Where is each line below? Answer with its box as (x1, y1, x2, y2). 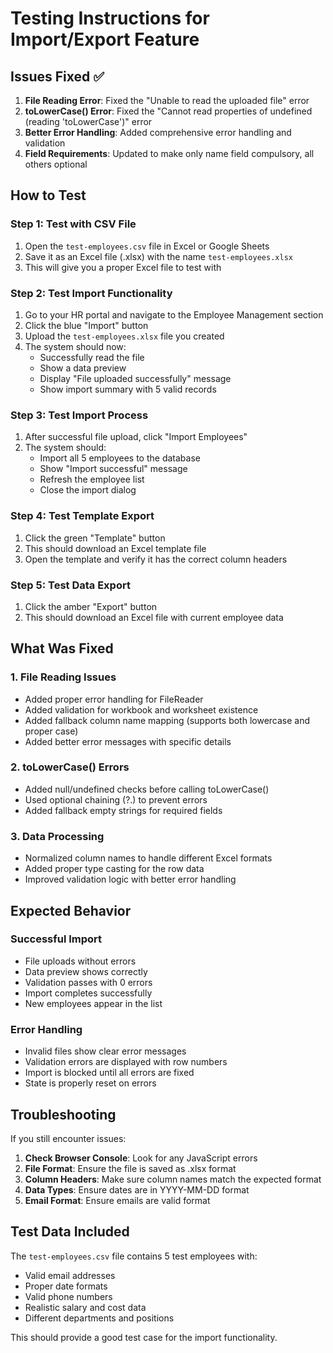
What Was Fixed (10, 640, 114, 657)
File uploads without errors (24, 955, 137, 967)
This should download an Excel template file (24, 542, 207, 554)
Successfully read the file (39, 351, 145, 363)
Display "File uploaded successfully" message (39, 372, 232, 384)
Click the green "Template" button (24, 532, 166, 544)
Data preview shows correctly (24, 965, 148, 977)
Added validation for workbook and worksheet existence (24, 703, 259, 716)
